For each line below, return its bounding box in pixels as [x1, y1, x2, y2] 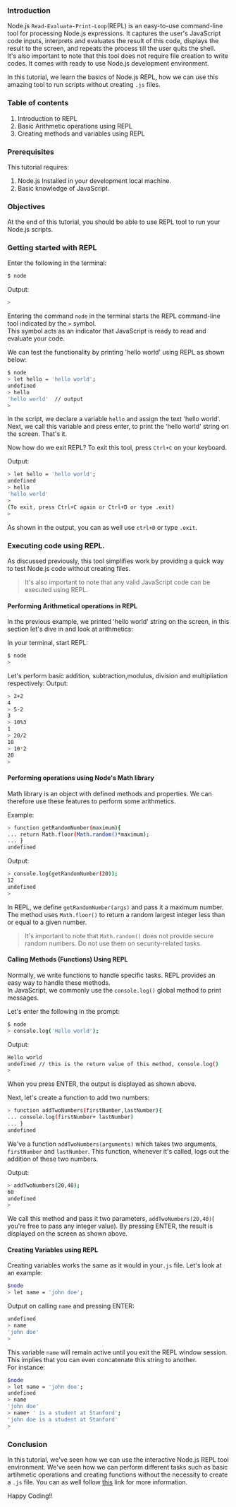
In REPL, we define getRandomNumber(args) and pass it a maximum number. [7, 903, 224, 911]
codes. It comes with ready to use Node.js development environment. [7, 59, 209, 68]
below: [7, 355, 27, 364]
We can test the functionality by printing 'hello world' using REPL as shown [7, 348, 225, 357]
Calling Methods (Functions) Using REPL [7, 955, 128, 964]
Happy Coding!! [7, 1491, 53, 1500]
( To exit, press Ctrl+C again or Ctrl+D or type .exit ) [7, 504, 175, 511]
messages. [7, 993, 39, 1002]
